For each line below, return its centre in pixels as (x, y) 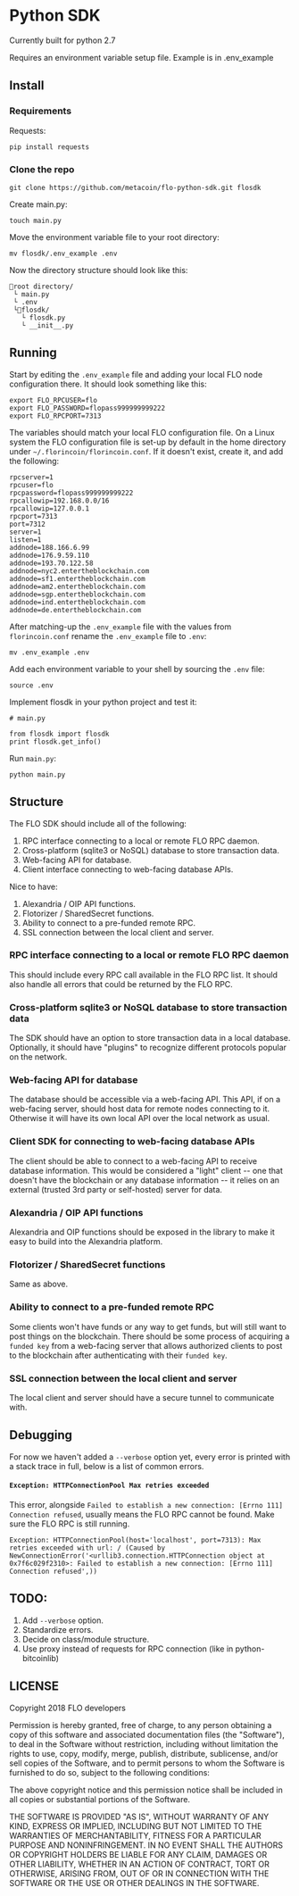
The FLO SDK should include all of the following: (98, 823)
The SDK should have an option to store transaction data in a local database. (150, 1038)
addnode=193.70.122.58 (51, 563)
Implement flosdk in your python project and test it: (104, 702)
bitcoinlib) (41, 1658)
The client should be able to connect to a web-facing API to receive (133, 1160)
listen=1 (25, 540)
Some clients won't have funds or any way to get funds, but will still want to (148, 1326)
